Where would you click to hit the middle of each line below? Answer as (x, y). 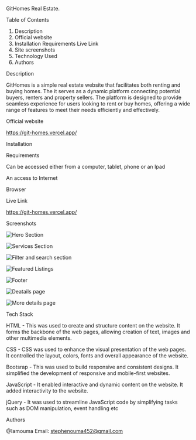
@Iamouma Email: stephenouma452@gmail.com (65, 431)
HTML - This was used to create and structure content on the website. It (93, 325)
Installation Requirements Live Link (56, 44)
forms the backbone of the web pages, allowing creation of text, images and (98, 332)
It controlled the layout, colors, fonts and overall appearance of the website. (97, 356)
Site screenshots (35, 50)
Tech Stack (20, 314)
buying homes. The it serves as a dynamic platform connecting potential (93, 91)
